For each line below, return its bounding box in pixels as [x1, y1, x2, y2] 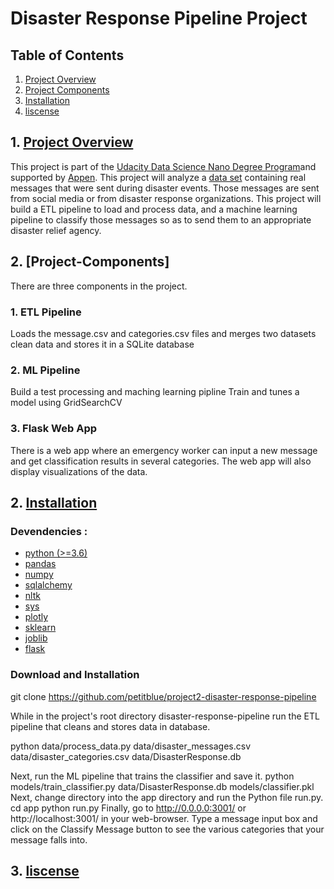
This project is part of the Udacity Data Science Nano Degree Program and [10, 160, 317, 172]
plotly [24, 611, 49, 623]
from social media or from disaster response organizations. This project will [10, 192, 322, 204]
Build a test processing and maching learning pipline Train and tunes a [10, 386, 300, 398]
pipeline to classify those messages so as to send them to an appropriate [10, 213, 312, 226]
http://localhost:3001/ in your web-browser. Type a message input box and [10, 812, 318, 824]
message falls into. [10, 833, 88, 846]
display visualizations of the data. [10, 465, 148, 477]
